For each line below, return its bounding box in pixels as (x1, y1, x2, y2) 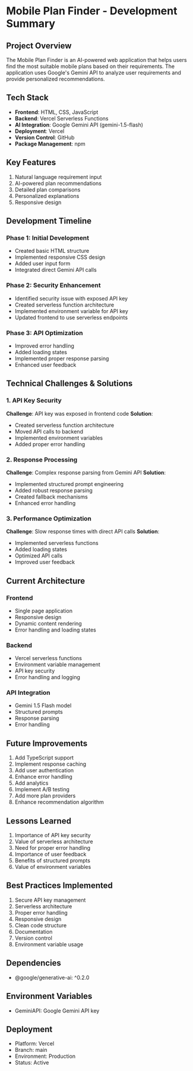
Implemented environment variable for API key (14, 307, 129, 314)
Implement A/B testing (14, 786, 70, 793)
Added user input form (14, 260, 71, 267)
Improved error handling (14, 342, 74, 349)
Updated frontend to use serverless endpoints (14, 314, 128, 321)
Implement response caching (14, 760, 86, 767)
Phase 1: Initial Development (6, 234, 90, 242)
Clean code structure (14, 921, 67, 928)
